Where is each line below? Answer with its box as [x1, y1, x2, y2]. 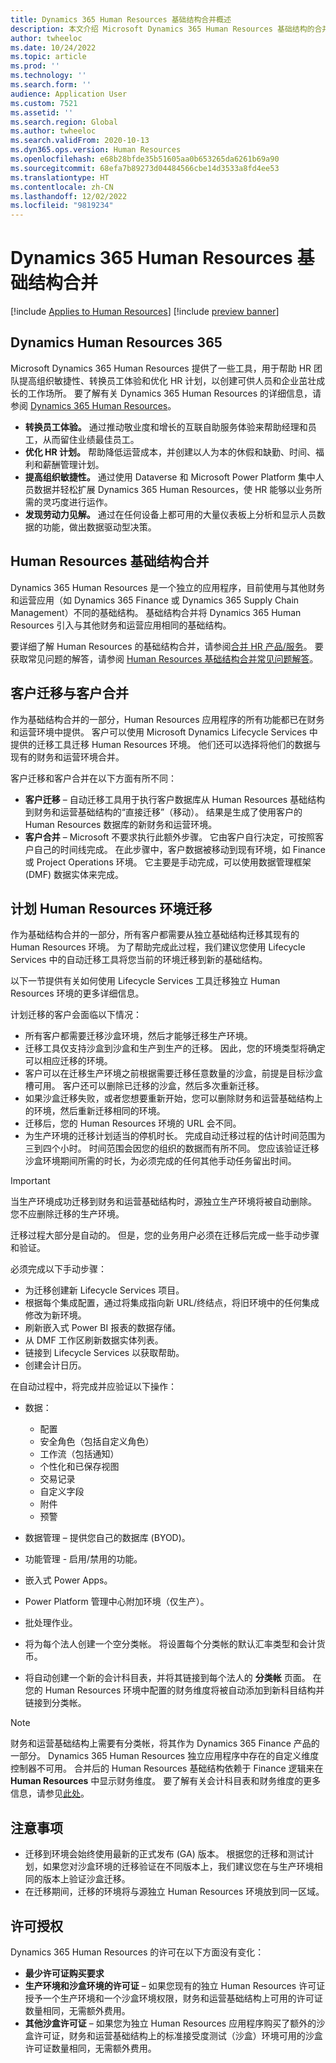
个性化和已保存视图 [39, 1461, 120, 1473]
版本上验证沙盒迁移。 [42, 1873, 131, 1885]
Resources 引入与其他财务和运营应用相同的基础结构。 [10, 619, 232, 631]
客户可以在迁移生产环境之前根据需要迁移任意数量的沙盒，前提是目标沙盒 [24, 1067, 323, 1080]
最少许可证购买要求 [24, 1967, 105, 1979]
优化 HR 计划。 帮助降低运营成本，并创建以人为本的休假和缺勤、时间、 [24, 446, 317, 458]
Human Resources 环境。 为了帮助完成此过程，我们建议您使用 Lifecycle [10, 941, 306, 953]
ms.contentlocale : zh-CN [10, 182, 114, 192]
